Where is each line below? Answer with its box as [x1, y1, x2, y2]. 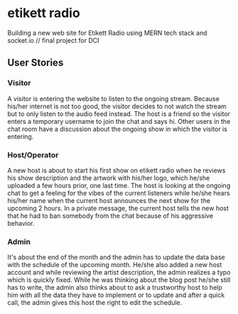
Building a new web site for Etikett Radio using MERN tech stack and [7, 28, 207, 37]
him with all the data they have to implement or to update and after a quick [7, 291, 225, 300]
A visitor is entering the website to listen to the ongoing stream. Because [7, 94, 220, 103]
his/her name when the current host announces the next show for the [7, 196, 211, 204]
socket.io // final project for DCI [7, 36, 99, 44]
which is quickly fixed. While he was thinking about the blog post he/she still [7, 276, 231, 284]
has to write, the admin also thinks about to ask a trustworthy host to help [7, 283, 222, 292]
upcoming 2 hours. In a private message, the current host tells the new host [7, 204, 229, 212]
